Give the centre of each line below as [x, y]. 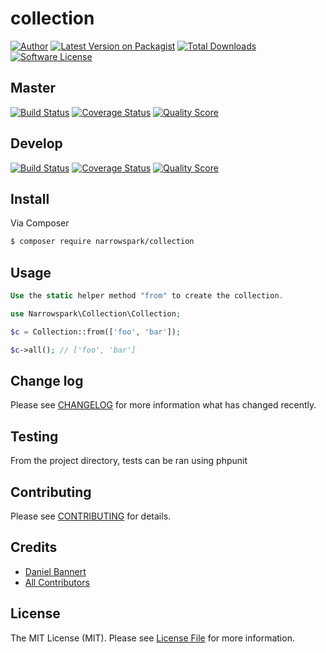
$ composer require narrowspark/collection [102, 242]
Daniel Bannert [55, 571]
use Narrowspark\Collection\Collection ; [96, 313]
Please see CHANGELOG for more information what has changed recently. [163, 405]
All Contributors [57, 582]
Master [33, 88]
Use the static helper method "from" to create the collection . [147, 296]
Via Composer [40, 223]
